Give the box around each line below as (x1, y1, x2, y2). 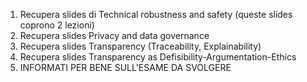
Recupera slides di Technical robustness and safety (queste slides (19, 9, 293, 20)
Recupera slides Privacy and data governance (19, 30, 210, 41)
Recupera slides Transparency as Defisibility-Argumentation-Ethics (19, 51, 297, 63)
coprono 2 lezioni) (19, 19, 95, 31)
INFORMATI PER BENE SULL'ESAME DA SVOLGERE (19, 62, 232, 73)
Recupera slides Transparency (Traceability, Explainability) (19, 40, 262, 52)
